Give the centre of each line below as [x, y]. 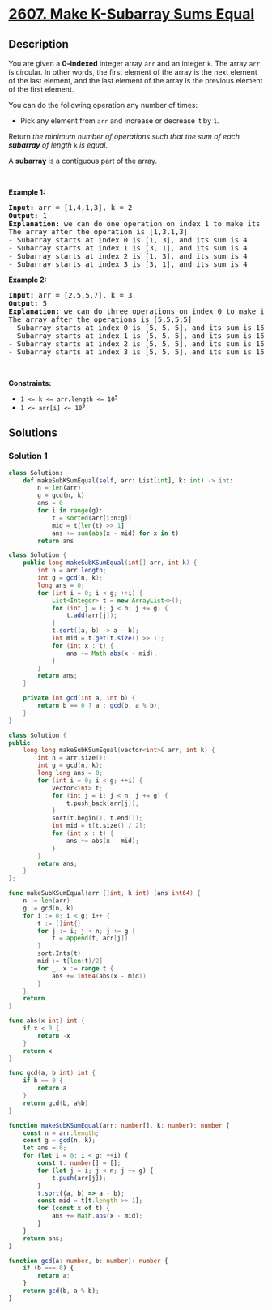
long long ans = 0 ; [70, 773]
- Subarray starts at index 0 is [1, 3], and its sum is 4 [128, 240]
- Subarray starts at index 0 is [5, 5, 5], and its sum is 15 [136, 328]
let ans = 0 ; [45, 1148]
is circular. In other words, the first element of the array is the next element [133, 72]
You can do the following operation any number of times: [103, 105]
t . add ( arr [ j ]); [91, 616]
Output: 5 [28, 304]
